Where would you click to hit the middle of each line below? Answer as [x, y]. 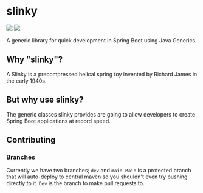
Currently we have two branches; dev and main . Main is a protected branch [99, 171]
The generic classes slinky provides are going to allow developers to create [101, 114]
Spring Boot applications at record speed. [58, 121]
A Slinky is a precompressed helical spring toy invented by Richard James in [102, 74]
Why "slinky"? [35, 60]
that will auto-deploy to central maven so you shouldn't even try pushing [97, 177]
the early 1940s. [26, 81]
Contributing [31, 140]
